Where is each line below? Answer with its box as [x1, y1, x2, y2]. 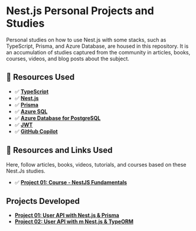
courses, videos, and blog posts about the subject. [6, 55, 130, 62]
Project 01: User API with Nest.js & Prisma [14, 212, 119, 219]
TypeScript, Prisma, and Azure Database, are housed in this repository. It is [6, 43, 189, 50]
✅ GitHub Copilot [14, 128, 58, 135]
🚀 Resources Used [6, 72, 75, 82]
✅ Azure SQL [14, 108, 48, 115]
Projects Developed [6, 196, 80, 206]
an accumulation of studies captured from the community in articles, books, [6, 48, 191, 56]
